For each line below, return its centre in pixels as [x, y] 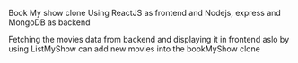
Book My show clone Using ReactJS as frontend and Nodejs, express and [145, 13]
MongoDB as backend [49, 22]
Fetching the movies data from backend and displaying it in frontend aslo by [149, 39]
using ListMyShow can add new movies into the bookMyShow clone [135, 49]
